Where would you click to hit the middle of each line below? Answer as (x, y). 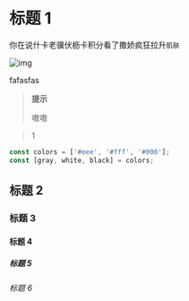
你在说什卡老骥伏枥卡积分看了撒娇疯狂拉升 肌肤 (94, 45)
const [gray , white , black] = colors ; (82, 160)
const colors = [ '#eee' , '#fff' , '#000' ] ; (90, 152)
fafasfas (25, 80)
